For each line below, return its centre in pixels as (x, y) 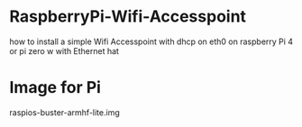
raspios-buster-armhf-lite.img (64, 112)
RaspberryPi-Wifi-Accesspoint (128, 17)
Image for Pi (55, 88)
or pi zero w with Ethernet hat (64, 50)
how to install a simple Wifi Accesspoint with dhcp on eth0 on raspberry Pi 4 (151, 41)
